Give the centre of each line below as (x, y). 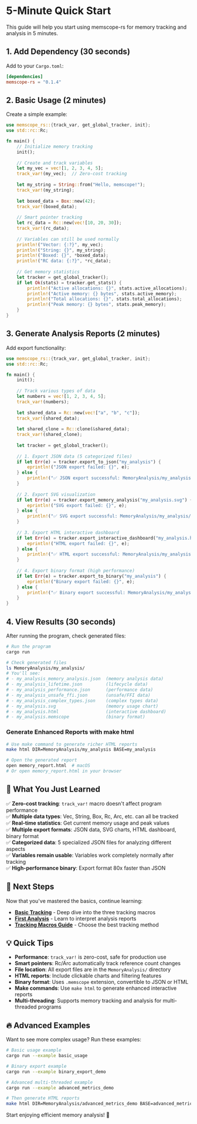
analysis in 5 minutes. (32, 33)
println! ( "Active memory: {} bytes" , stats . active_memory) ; (102, 294)
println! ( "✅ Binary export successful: (77, 592)
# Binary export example (36, 1066)
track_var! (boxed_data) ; (47, 206)
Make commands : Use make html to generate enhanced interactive (96, 988)
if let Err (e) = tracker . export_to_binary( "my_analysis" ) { (91, 576)
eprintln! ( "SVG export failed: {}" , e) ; (77, 505)
